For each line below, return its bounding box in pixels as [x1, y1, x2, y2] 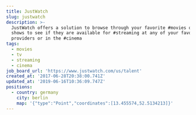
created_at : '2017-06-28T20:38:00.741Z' [6, 73, 106, 79]
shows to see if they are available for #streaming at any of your [11, 30, 179, 36]
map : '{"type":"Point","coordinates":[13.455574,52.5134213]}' [16, 100, 174, 106]
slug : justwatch [6, 14, 45, 20]
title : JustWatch [6, 8, 48, 15]
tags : [6, 41, 19, 47]
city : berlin [16, 95, 48, 100]
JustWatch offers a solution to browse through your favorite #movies [11, 24, 187, 31]
